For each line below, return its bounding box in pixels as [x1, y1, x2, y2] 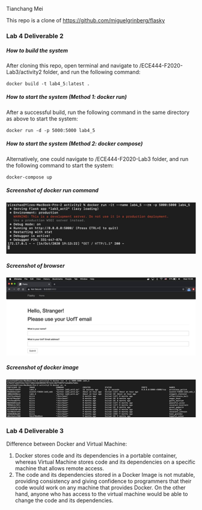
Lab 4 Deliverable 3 [6, 427, 64, 435]
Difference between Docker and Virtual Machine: [6, 440, 127, 448]
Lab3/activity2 [6, 68, 42, 75]
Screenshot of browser [6, 262, 65, 269]
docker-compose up [6, 174, 52, 180]
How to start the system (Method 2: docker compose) [6, 140, 143, 147]
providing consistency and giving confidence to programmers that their [14, 477, 192, 485]
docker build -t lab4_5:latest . [6, 81, 90, 87]
